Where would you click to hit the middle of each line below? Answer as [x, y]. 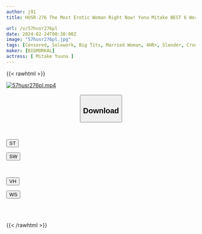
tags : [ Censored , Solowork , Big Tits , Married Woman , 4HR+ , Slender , [95, 45]
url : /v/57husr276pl [32, 28]
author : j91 [21, 12]
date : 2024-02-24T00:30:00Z [41, 34]
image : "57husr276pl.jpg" [38, 40]
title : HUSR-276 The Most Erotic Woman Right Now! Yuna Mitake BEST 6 [96, 17]
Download [101, 111]
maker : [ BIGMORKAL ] [31, 51]
